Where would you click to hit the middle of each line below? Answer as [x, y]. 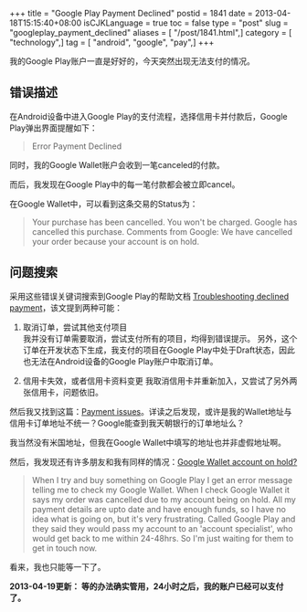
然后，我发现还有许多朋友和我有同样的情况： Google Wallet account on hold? [153, 461]
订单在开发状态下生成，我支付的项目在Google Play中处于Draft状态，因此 [159, 350]
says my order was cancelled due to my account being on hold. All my [164, 499]
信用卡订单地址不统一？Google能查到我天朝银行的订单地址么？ [127, 423]
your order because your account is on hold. [115, 241]
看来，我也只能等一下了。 [58, 566]
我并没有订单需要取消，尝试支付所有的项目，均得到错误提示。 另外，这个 [160, 338]
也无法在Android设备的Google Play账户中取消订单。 [120, 361]
